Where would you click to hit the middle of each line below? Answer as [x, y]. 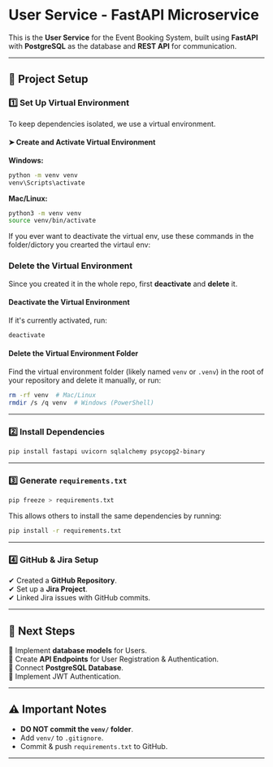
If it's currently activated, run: [58, 320]
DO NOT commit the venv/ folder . [77, 729]
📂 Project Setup [48, 79]
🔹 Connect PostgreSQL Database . [66, 667]
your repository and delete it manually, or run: [85, 380]
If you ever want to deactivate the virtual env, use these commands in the [131, 236]
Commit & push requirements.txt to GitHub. [94, 746]
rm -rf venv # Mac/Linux [52, 395]
